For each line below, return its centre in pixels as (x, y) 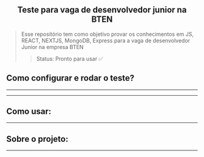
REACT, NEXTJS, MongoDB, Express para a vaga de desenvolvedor (105, 40)
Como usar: (29, 112)
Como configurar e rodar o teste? (70, 78)
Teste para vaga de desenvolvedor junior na (102, 10)
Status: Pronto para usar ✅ (70, 58)
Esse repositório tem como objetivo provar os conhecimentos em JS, (107, 34)
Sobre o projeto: (37, 139)
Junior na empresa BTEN (52, 47)
